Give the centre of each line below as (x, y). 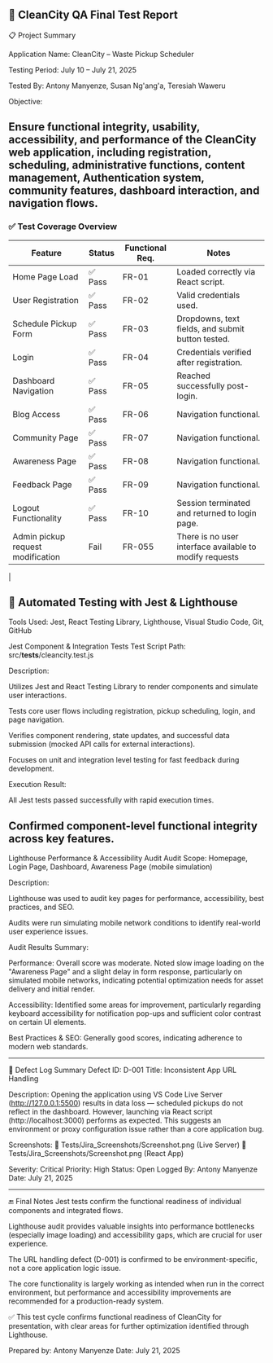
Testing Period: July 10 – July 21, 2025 (72, 69)
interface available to (217, 547)
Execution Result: (37, 785)
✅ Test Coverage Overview (63, 226)
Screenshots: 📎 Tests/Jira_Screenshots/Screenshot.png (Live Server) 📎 (128, 1145)
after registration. (210, 362)
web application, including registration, (110, 153)
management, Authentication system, (106, 178)
